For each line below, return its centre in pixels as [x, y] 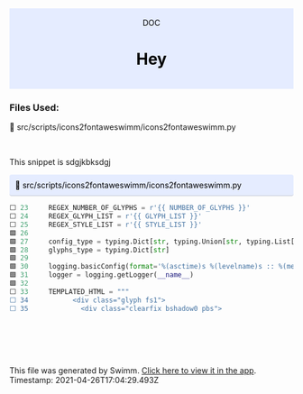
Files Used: [34, 107]
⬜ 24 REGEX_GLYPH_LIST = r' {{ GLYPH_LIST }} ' [106, 216]
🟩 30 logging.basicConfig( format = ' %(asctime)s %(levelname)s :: [142, 267]
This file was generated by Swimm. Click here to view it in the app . [133, 370]
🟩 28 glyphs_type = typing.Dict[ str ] [89, 250]
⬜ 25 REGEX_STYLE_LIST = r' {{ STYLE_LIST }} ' [106, 224]
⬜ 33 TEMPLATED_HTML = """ [69, 291]
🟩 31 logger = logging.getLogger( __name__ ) [101, 275]
